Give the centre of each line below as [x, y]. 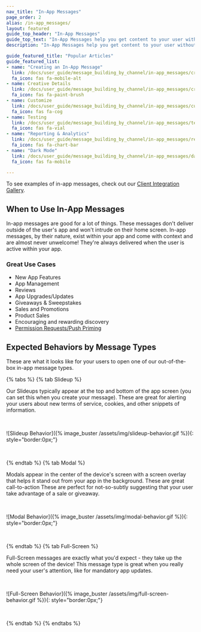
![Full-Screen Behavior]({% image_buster [57, 594]
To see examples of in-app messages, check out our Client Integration [93, 184]
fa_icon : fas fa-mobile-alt [47, 78]
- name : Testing [26, 117]
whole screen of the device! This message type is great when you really [95, 564]
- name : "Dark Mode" [32, 150]
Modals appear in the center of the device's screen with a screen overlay [96, 475]
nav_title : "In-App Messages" [44, 12]
